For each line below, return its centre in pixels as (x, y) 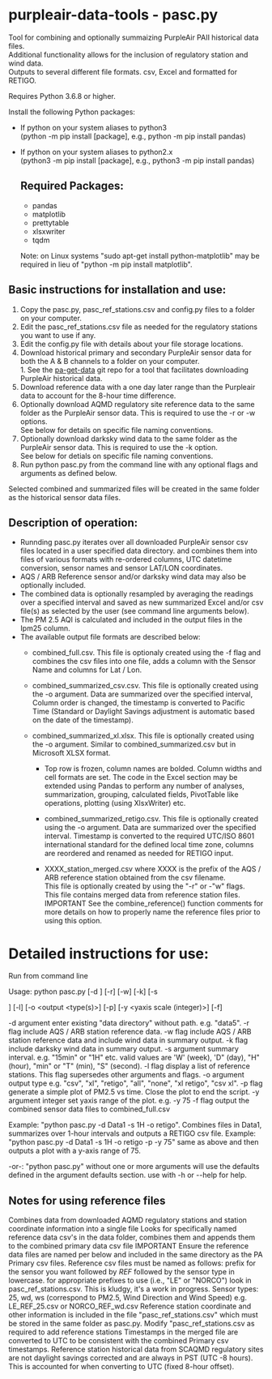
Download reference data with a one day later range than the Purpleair (138, 387)
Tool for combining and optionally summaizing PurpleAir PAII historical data (134, 37)
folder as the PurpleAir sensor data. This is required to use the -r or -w (138, 413)
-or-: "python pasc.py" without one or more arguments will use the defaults (134, 1167)
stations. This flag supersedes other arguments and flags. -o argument (126, 1075)
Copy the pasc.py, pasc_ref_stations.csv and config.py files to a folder (137, 309)
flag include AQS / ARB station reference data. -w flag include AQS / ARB (130, 1032)
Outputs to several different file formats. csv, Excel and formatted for (123, 71)
